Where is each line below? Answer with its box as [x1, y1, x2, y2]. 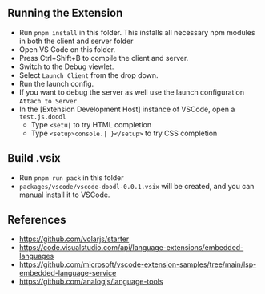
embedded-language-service [18, 268, 117, 278]
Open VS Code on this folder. [18, 44, 116, 54]
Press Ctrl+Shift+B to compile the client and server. [18, 53, 189, 62]
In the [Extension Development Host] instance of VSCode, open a [18, 104, 235, 114]
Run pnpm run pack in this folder [18, 172, 125, 183]
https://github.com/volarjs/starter [18, 234, 130, 244]
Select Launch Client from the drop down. [18, 70, 159, 79]
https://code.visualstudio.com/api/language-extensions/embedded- [18, 243, 244, 252]
